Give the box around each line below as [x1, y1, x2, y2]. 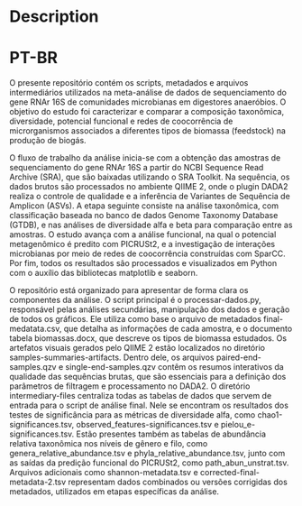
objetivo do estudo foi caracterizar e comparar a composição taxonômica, [9, 106, 285, 117]
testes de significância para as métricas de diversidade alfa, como [9, 409, 256, 420]
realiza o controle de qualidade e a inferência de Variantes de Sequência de [9, 191, 290, 202]
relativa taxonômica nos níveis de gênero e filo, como [9, 438, 208, 449]
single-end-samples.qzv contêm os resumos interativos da [65, 362, 284, 373]
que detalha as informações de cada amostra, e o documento [63, 323, 293, 335]
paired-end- [215, 352, 261, 363]
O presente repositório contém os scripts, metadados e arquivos [9, 78, 249, 88]
